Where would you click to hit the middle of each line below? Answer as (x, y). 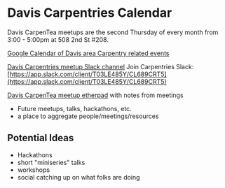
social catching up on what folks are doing (79, 177)
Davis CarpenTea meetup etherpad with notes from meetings (95, 95)
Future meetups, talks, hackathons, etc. (74, 108)
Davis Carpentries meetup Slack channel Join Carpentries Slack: (101, 66)
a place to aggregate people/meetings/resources (88, 116)
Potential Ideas (41, 138)
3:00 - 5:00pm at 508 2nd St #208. (58, 39)
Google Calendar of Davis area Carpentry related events (88, 53)
